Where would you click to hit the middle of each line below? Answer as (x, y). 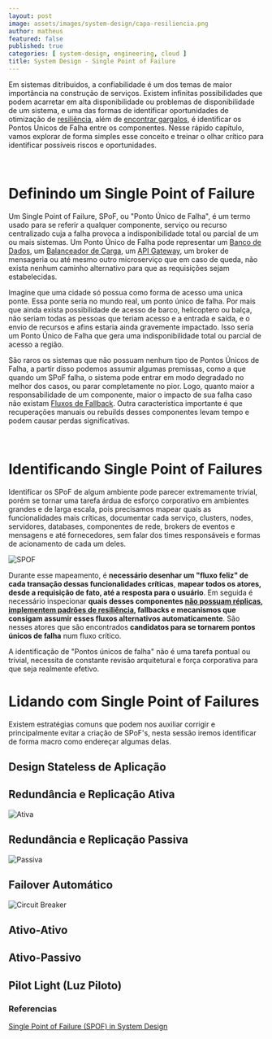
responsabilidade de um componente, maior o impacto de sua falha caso (130, 395)
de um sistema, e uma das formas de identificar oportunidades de (119, 110)
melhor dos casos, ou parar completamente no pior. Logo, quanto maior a (132, 386)
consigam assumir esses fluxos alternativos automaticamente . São (124, 618)
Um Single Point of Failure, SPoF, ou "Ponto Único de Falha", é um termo (130, 216)
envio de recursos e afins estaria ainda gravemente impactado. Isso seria (131, 327)
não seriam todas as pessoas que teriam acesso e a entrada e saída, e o (129, 318)
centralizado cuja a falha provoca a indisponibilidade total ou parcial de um (134, 234)
